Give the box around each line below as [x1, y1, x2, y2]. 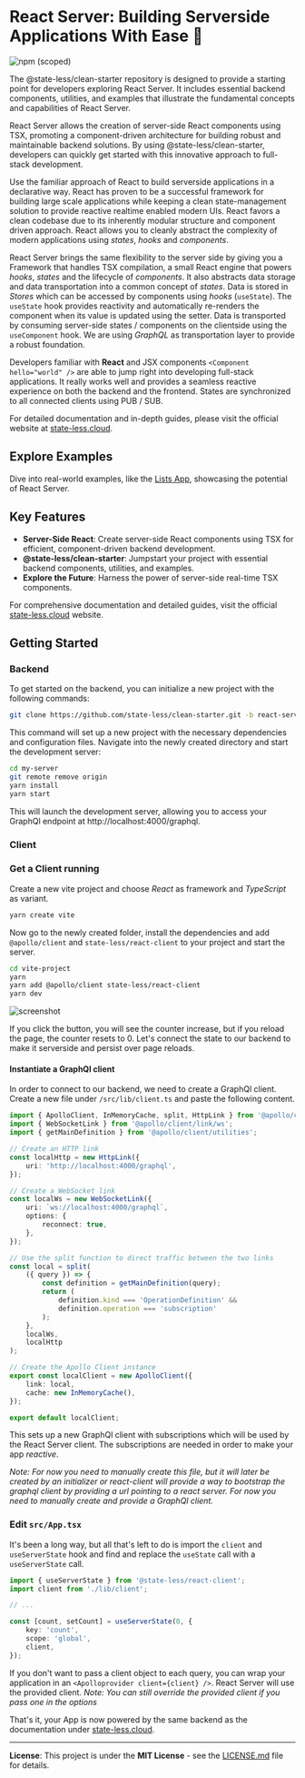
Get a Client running [9, 863, 100, 875]
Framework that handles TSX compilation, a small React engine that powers [9, 261, 292, 272]
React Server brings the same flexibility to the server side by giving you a [9, 252, 283, 263]
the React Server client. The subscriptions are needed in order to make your [9, 1440, 293, 1450]
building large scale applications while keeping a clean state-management [9, 196, 287, 207]
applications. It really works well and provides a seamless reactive [9, 376, 257, 387]
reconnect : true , [42, 1220, 107, 1229]
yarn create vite [9, 910, 75, 920]
